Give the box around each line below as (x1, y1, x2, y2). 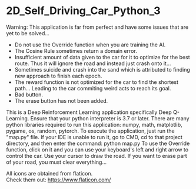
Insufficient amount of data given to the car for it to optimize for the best (14, 53, 190, 60)
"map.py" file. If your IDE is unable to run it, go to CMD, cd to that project (6, 133, 182, 140)
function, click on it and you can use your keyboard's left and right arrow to (6, 146, 189, 153)
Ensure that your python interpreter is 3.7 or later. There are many (30, 114, 190, 122)
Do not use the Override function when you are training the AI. (14, 41, 166, 48)
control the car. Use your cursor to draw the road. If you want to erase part (6, 152, 187, 159)
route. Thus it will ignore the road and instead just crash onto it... (14, 60, 171, 67)
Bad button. (14, 91, 43, 98)
